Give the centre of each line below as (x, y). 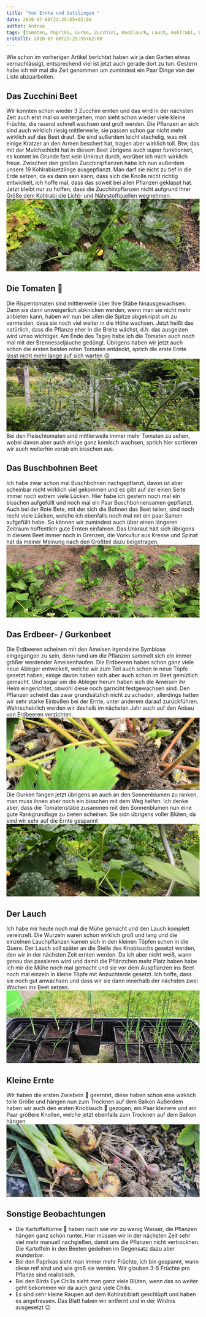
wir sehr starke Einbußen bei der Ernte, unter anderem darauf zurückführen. (102, 701)
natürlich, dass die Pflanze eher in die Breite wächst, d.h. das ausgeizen (97, 329)
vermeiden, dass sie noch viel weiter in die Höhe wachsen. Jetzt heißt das (100, 323)
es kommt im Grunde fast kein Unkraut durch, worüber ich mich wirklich (97, 156)
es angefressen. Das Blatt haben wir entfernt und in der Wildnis (95, 1300)
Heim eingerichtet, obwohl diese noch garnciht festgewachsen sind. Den (98, 688)
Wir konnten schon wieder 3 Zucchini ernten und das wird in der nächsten (100, 111)
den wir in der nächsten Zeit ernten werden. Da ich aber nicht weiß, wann (99, 955)
